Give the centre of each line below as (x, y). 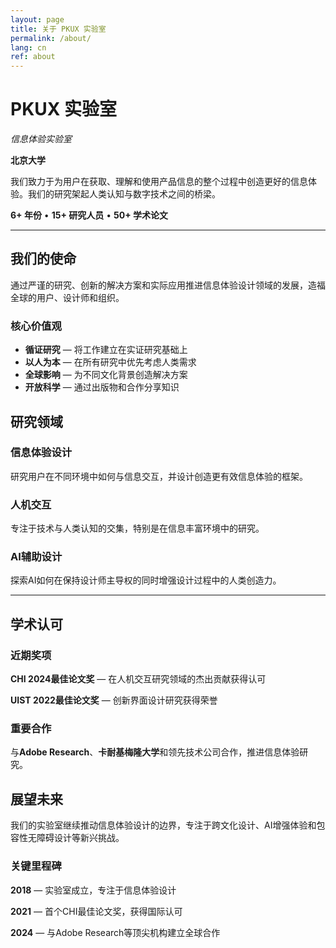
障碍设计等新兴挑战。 (80, 838)
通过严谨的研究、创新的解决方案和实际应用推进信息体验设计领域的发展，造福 (168, 285)
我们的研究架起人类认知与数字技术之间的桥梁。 (124, 194)
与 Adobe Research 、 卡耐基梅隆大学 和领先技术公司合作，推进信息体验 (155, 752)
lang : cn (28, 47)
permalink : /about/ (51, 38)
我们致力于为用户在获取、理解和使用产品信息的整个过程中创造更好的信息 (159, 182)
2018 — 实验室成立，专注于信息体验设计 (93, 890)
